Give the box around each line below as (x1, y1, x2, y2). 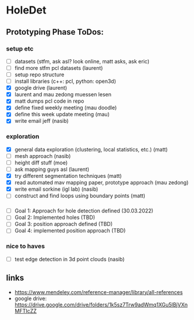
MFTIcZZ (14, 307, 37, 314)
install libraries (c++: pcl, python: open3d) (14, 78, 116, 85)
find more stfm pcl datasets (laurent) (14, 64, 103, 71)
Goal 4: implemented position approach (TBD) (14, 227, 126, 234)
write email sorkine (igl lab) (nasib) (14, 186, 98, 193)
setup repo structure (14, 71, 64, 78)
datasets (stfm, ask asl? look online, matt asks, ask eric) (14, 58, 149, 65)
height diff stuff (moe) (14, 159, 68, 166)
